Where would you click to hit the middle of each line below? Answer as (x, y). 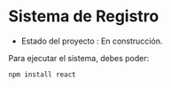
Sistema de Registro (84, 16)
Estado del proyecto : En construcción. (92, 41)
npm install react (42, 74)
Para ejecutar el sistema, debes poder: (79, 58)
